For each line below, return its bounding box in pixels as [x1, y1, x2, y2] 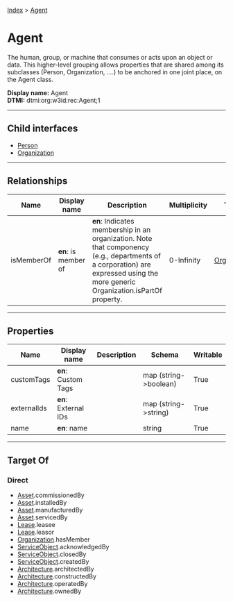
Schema [150, 350, 179, 360]
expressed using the [92, 268, 159, 278]
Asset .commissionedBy [17, 491, 85, 499]
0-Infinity [169, 255, 201, 265]
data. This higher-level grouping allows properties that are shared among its [7, 60, 224, 69]
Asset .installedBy [17, 499, 67, 507]
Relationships [7, 175, 68, 187]
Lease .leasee [17, 521, 55, 529]
